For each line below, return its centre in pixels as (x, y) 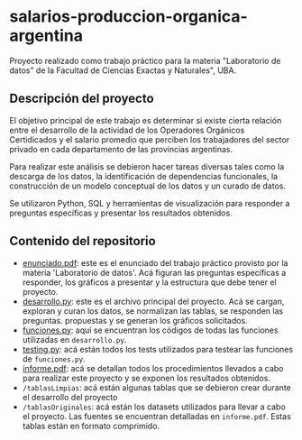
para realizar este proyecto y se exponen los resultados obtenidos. (146, 378)
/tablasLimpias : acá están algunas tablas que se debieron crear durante (156, 387)
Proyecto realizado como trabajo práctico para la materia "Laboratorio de (145, 60)
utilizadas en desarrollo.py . (74, 339)
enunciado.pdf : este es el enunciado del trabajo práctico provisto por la (155, 262)
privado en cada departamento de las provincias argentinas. (121, 149)
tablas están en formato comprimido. (91, 426)
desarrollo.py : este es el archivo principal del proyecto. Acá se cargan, (153, 301)
